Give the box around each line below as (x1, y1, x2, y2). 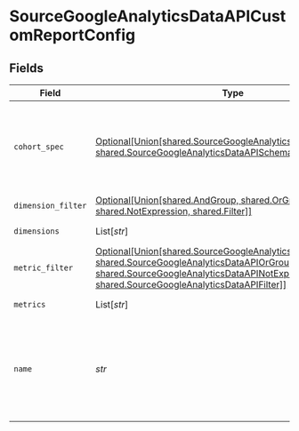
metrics (13, 299, 46, 309)
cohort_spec (13, 142, 65, 152)
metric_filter (13, 263, 74, 273)
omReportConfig (9, 25, 136, 45)
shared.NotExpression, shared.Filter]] (94, 205, 252, 217)
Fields (9, 60, 44, 76)
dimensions (13, 227, 60, 236)
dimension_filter (13, 201, 87, 211)
